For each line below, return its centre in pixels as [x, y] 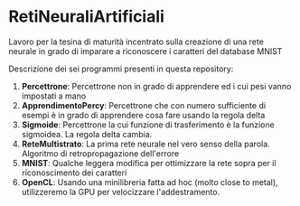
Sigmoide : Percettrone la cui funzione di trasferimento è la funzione [148, 125]
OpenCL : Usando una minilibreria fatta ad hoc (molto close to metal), [150, 182]
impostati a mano [54, 96]
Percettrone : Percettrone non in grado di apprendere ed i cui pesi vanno [156, 86]
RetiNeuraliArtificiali [86, 17]
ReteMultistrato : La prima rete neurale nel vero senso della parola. [145, 144]
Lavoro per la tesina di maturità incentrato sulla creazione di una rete [136, 42]
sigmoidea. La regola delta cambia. [87, 134]
